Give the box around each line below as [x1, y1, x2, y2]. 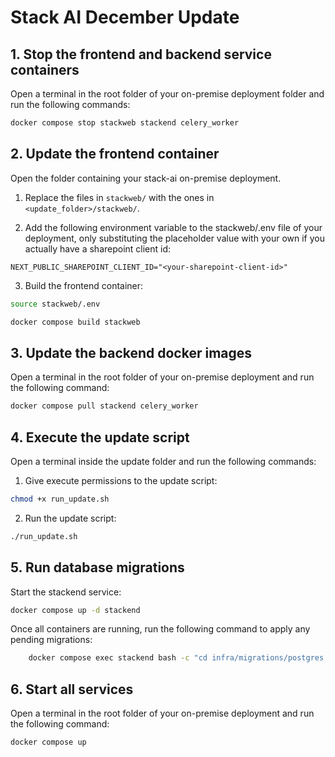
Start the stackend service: [10, 586, 122, 598]
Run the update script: [24, 512, 117, 524]
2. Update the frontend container [10, 146, 220, 163]
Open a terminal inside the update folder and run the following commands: [10, 455, 317, 467]
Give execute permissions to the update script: [24, 474, 218, 486]
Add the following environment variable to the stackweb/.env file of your [24, 221, 323, 233]
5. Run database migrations [10, 559, 185, 576]
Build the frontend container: [24, 279, 144, 291]
